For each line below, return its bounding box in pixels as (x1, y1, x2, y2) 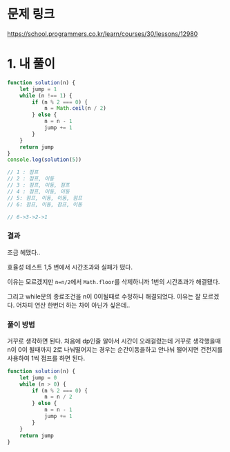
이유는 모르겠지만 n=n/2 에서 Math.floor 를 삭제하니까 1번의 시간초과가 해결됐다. (7, 277, 220, 285)
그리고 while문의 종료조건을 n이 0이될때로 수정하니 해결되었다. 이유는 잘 (7, 292, 201, 301)
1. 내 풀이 (7, 56, 56, 72)
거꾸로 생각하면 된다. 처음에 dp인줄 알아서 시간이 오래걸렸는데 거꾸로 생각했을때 (7, 337, 221, 345)
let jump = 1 (19, 86, 57, 93)
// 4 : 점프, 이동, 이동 (7, 188, 70, 195)
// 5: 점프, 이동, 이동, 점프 (7, 194, 83, 201)
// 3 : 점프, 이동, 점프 (7, 182, 70, 189)
